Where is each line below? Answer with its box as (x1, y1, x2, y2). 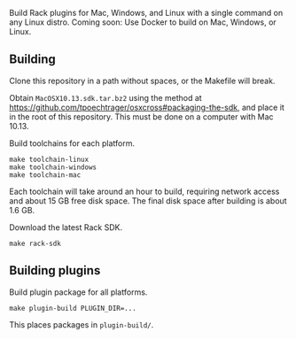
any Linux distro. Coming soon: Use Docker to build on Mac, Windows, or (9, 17, 277, 27)
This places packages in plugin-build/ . (9, 319, 154, 330)
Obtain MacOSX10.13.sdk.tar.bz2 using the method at (9, 92, 202, 103)
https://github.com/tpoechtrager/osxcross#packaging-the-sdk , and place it (9, 102, 285, 112)
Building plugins (9, 263, 101, 278)
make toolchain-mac (9, 170, 82, 180)
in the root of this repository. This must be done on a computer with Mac (9, 111, 274, 122)
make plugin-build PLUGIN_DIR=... (9, 304, 137, 312)
